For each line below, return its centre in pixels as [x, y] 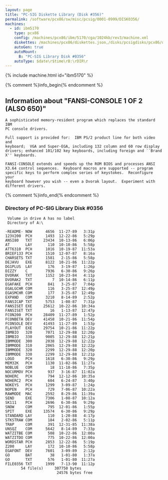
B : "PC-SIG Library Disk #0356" [52, 56]
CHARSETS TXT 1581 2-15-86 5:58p [50, 258]
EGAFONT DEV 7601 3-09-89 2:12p [50, 451]
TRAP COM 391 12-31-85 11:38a [50, 425]
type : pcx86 [26, 33]
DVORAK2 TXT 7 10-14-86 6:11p [50, 280]
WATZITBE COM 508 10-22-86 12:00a [50, 433]
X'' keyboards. [21, 155]
